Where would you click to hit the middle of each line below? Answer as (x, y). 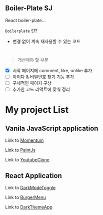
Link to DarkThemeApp (29, 207)
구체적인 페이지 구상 (32, 83)
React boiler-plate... (25, 20)
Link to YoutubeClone (27, 160)
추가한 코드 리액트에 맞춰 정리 (41, 89)
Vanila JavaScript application (52, 128)
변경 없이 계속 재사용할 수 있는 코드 (46, 41)
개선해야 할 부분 (33, 60)
